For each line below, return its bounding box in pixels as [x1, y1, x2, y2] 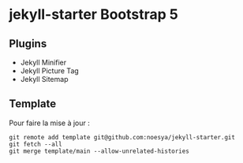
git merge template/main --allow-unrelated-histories [9, 147, 190, 155]
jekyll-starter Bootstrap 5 [9, 6, 178, 24]
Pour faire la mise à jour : [9, 118, 90, 128]
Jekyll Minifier [20, 57, 66, 67]
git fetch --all [9, 140, 62, 148]
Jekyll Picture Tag [20, 66, 80, 76]
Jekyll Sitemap [20, 75, 69, 83]
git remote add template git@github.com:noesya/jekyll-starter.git [9, 133, 236, 141]
